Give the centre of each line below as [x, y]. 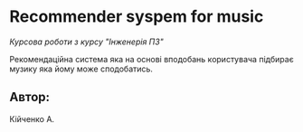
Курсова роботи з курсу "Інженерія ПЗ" [87, 42]
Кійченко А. [32, 118]
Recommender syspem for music [137, 17]
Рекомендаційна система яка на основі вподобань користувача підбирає [151, 59]
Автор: [30, 97]
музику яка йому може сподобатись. [81, 69]
